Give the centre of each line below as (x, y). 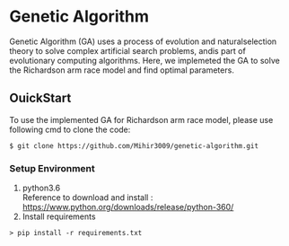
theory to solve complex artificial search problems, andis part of (128, 50)
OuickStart (40, 98)
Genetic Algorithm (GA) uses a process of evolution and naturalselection (143, 41)
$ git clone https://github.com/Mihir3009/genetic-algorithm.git (134, 145)
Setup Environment (53, 168)
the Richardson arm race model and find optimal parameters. (122, 70)
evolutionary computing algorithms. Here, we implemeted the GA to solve (144, 60)
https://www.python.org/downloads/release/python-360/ (128, 207)
